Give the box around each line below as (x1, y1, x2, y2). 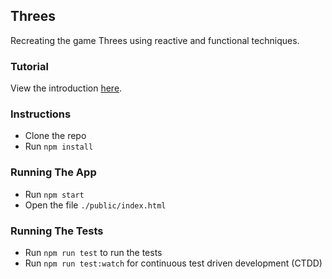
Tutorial (10, 59, 49, 73)
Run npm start (24, 188, 85, 200)
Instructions (10, 107, 72, 121)
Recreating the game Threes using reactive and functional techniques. (10, 34, 300, 46)
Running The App (10, 165, 97, 179)
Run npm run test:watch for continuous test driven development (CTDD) (24, 257, 323, 269)
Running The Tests (10, 224, 104, 238)
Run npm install (24, 140, 94, 153)
